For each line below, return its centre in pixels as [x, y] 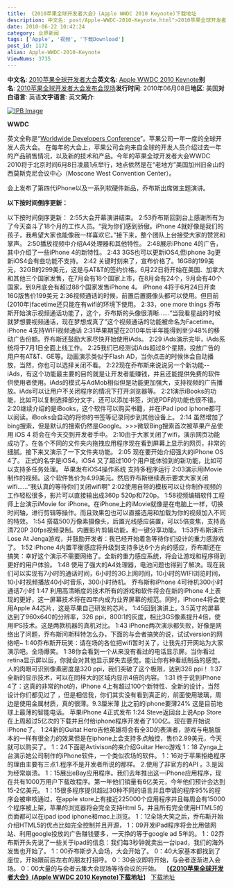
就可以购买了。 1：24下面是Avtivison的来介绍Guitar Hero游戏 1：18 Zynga [112, 746]
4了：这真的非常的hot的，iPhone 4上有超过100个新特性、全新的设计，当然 [114, 686]
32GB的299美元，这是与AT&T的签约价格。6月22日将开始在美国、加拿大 [122, 269]
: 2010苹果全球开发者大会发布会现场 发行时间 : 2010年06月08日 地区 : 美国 [116, 88]
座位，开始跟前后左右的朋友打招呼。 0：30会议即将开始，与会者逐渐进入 [111, 860]
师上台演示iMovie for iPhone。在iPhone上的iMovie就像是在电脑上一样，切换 [115, 503]
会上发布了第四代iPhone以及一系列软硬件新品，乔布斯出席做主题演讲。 [108, 187]
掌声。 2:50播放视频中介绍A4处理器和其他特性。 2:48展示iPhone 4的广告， [114, 243]
